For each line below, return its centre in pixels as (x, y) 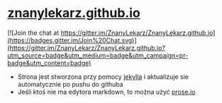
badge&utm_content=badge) (49, 63)
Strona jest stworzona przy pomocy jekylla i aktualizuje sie (103, 77)
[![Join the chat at (33, 33)
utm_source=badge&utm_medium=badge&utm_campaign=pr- (98, 55)
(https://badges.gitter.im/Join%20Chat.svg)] (72, 40)
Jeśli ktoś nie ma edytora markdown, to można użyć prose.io (106, 92)
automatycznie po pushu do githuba (70, 84)
